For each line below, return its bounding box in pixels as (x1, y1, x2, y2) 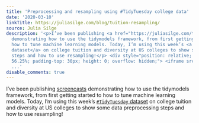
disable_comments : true (6, 69, 65, 75)
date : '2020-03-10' (6, 14, 54, 20)
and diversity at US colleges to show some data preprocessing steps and (6, 104, 185, 111)
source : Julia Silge (6, 25, 57, 31)
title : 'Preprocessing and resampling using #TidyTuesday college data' (6, 8, 190, 15)
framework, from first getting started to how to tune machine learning (6, 92, 176, 99)
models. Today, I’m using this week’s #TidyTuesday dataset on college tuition (6, 98, 192, 105)
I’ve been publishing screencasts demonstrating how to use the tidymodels (6, 85, 190, 92)
